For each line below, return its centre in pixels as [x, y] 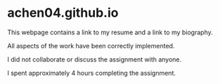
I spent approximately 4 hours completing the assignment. [91, 73]
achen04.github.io [63, 13]
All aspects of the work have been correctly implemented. [91, 45]
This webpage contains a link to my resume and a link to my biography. [110, 32]
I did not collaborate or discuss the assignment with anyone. [95, 59]
